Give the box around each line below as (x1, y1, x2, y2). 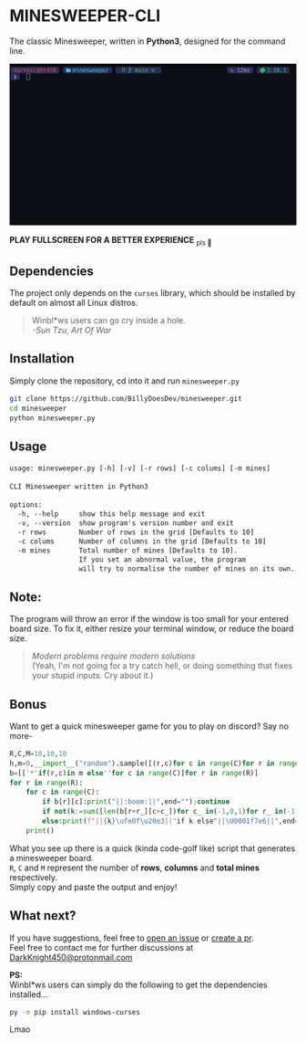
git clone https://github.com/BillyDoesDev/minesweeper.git (9, 394, 243, 403)
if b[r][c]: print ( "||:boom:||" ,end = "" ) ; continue (42, 797, 230, 806)
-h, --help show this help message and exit (17, 510, 206, 519)
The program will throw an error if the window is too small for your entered (9, 614, 290, 625)
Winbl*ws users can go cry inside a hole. (31, 315, 187, 326)
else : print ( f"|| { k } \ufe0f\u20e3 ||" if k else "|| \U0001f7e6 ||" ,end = (42, 816, 300, 826)
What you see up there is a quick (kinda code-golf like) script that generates (9, 842, 296, 854)
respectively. (9, 871, 57, 882)
